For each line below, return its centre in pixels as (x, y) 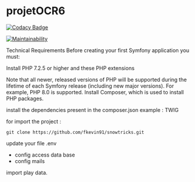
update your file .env (31, 143)
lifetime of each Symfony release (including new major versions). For (90, 86)
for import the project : (34, 121)
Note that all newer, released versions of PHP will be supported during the (97, 79)
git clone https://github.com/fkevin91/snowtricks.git (75, 132)
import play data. (27, 173)
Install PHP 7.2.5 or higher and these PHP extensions (71, 68)
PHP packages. (25, 98)
